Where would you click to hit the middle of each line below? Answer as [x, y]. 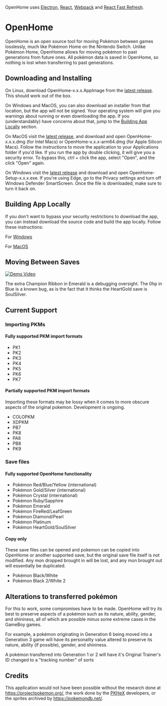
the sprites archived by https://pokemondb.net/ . [54, 698]
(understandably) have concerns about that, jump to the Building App [76, 121]
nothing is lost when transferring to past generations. [60, 63]
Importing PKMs [25, 324]
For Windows [19, 237]
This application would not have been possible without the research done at [83, 688]
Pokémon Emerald [31, 506]
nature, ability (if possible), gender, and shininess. [56, 645]
